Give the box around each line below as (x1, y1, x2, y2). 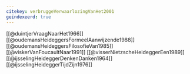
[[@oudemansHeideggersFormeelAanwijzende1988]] (6, 36, 135, 43)
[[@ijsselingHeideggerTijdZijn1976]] (6, 61, 92, 68)
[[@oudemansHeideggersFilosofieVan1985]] (6, 42, 114, 50)
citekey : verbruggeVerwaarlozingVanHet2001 (6, 8, 115, 15)
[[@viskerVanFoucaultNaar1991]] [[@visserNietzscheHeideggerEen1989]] (6, 48, 185, 55)
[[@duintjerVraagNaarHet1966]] (6, 30, 84, 37)
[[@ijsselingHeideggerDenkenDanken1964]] (6, 55, 113, 62)
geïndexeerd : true (6, 14, 51, 20)
